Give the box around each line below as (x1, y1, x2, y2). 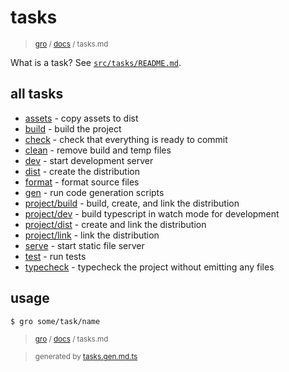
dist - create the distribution (24, 165, 140, 177)
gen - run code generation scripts (24, 186, 165, 198)
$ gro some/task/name (10, 316, 101, 326)
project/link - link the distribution (24, 229, 160, 241)
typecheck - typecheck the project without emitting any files (24, 261, 275, 273)
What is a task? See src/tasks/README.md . (10, 56, 182, 68)
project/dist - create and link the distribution (24, 218, 207, 230)
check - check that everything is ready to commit (24, 133, 228, 145)
